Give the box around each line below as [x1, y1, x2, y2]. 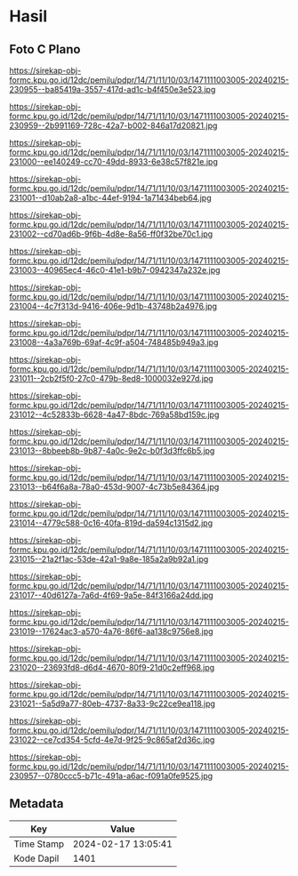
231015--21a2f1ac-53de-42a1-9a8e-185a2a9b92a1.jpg [9, 554, 209, 564]
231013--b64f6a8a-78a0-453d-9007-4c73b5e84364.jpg [9, 482, 220, 492]
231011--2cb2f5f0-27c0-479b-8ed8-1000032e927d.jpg [9, 374, 213, 383]
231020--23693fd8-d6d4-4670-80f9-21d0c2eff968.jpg [9, 663, 215, 672]
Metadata [9, 796, 64, 811]
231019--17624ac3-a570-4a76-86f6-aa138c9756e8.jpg [9, 626, 213, 637]
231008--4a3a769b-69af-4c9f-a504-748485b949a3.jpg [9, 337, 219, 348]
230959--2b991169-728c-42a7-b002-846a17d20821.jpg [9, 120, 218, 131]
